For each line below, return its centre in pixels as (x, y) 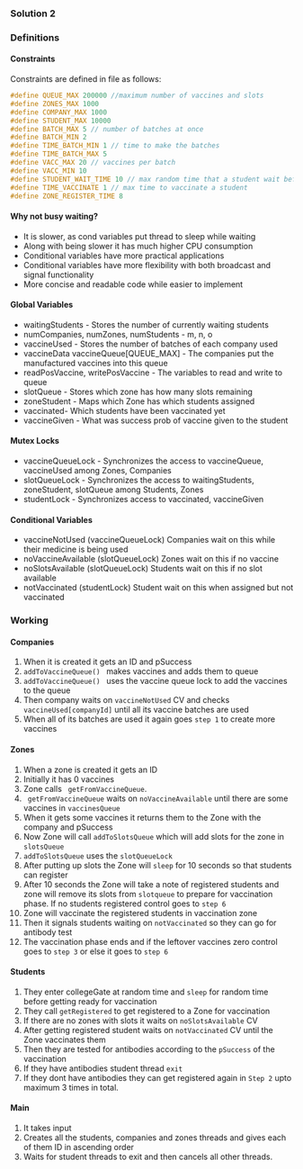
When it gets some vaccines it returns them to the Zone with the (142, 817)
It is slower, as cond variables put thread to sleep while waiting (139, 236)
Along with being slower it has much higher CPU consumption (138, 246)
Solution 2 (33, 13)
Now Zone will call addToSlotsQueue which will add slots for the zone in (154, 836)
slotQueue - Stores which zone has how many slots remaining (138, 391)
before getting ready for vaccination (90, 1001)
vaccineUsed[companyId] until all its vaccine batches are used (136, 710)
